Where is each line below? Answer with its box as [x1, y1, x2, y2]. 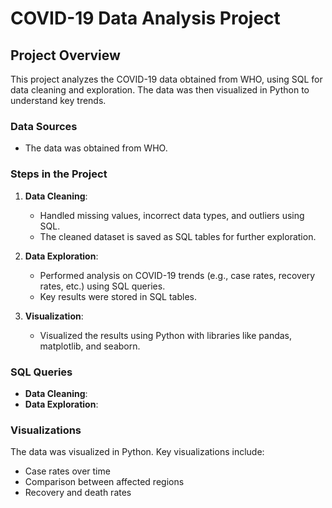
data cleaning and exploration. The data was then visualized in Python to [10, 84, 310, 96]
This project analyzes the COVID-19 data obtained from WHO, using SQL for [10, 73, 323, 85]
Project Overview [10, 47, 121, 64]
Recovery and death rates [24, 487, 132, 499]
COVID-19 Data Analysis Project [10, 7, 281, 30]
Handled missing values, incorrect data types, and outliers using [39, 209, 305, 221]
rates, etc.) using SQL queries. [39, 280, 166, 292]
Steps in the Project [10, 167, 108, 181]
